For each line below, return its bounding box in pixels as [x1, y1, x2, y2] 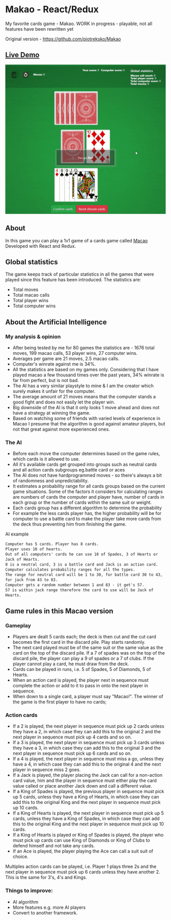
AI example [5, 531, 29, 537]
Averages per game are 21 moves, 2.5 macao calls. [12, 355, 120, 362]
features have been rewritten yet [5, 26, 74, 32]
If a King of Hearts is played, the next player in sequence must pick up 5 [12, 810, 164, 816]
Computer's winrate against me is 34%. [12, 361, 96, 367]
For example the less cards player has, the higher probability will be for [12, 510, 162, 517]
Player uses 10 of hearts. [5, 547, 63, 552]
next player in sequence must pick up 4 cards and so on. [12, 734, 132, 740]
